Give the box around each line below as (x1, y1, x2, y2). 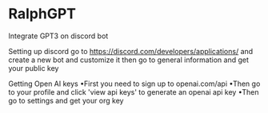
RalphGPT (8, 5, 77, 23)
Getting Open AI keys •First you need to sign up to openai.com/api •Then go (8, 79, 261, 88)
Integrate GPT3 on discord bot (8, 31, 109, 41)
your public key (8, 63, 59, 72)
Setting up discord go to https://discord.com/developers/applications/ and (8, 46, 254, 56)
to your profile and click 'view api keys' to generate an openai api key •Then (8, 87, 259, 96)
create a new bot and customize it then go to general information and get (8, 55, 250, 64)
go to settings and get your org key (8, 95, 124, 105)
